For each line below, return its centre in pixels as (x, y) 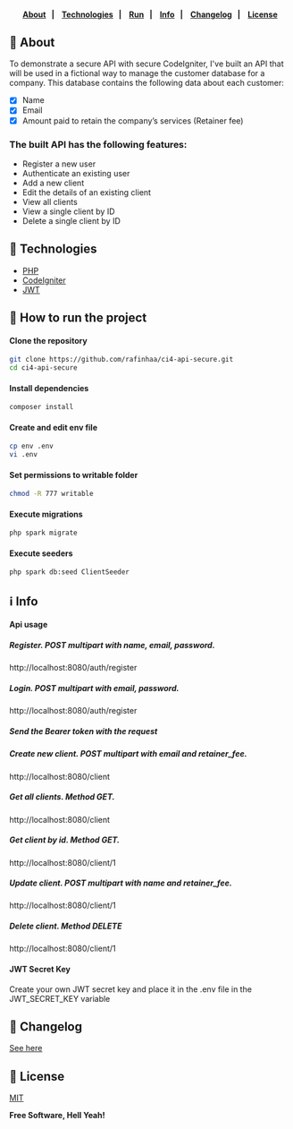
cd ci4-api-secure (43, 368)
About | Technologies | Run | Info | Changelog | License (150, 14)
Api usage (29, 625)
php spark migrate (43, 533)
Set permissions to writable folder (74, 475)
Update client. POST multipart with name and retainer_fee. (121, 883)
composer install (42, 407)
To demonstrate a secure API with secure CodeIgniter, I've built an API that (146, 64)
